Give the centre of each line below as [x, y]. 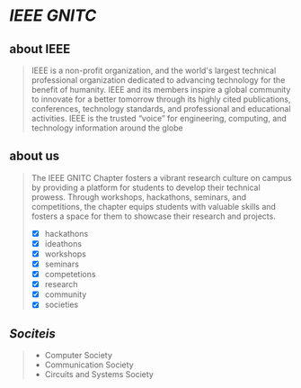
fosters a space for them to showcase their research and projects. [153, 216]
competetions [70, 275]
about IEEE [40, 49]
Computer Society [78, 356]
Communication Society [89, 365]
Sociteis [33, 334]
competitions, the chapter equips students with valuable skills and [154, 206]
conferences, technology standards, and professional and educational [161, 108]
